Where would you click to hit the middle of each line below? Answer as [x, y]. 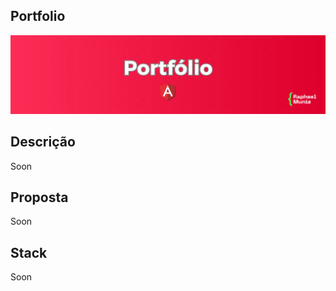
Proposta [39, 197]
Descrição [43, 142]
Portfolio [38, 16]
